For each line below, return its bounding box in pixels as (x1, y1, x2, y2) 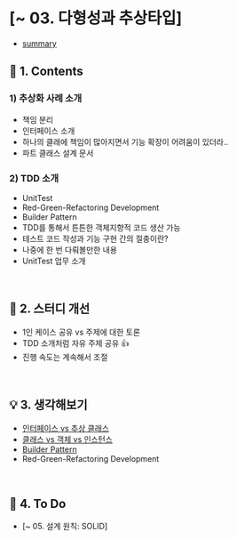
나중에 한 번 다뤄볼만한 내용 (21, 244, 118, 254)
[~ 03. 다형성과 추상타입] (9, 8, 182, 28)
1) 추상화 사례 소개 (9, 93, 83, 105)
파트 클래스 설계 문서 (21, 148, 94, 158)
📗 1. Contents (9, 64, 84, 79)
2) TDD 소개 (9, 172, 59, 184)
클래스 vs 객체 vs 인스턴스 (21, 433, 113, 445)
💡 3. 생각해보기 (9, 398, 88, 413)
